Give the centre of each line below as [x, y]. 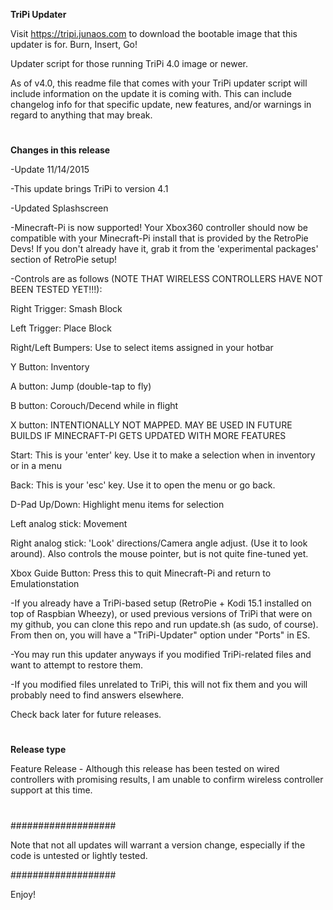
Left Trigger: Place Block [61, 328]
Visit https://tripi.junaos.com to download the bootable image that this [154, 33]
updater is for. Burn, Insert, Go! [74, 44]
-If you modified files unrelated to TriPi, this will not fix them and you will [159, 685]
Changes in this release [60, 150]
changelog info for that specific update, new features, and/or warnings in [161, 104]
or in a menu [36, 466]
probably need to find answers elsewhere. [97, 695]
